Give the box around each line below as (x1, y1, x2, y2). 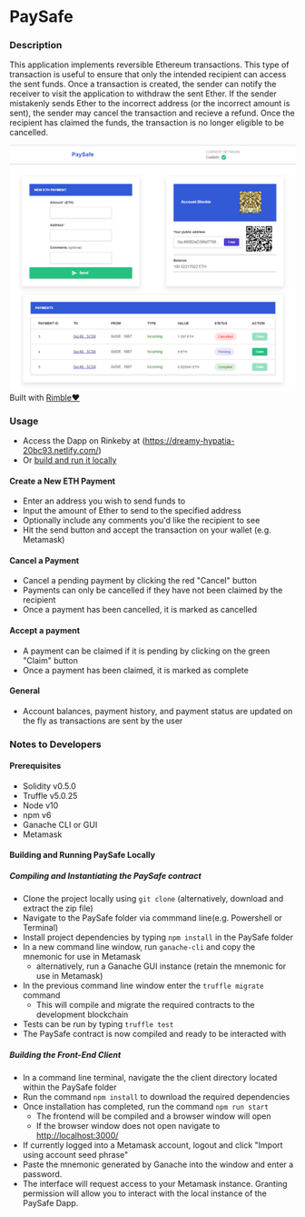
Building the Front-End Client (9, 1050, 122, 1061)
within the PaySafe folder (22, 1082, 117, 1092)
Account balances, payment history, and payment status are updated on (22, 705, 293, 716)
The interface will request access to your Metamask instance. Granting (22, 1179, 288, 1190)
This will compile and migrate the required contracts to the (35, 1000, 255, 1011)
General (9, 685, 41, 696)
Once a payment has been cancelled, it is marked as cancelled (22, 604, 258, 615)
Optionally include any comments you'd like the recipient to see (22, 515, 261, 526)
